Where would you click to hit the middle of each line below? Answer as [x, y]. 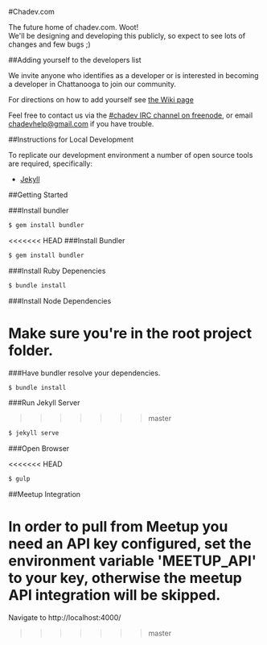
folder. [31, 350]
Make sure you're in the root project [130, 333]
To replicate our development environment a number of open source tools [131, 155]
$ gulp [19, 479]
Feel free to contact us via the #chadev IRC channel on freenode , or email [131, 115]
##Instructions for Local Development [71, 139]
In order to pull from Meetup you [118, 527]
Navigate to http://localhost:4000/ [65, 618]
